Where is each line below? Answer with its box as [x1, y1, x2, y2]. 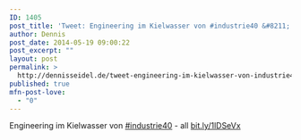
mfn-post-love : [9, 87, 66, 96]
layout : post [9, 54, 58, 63]
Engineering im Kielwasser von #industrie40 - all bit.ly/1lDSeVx [9, 120, 241, 131]
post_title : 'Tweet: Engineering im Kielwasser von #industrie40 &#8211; [9, 21, 291, 30]
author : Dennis [9, 29, 66, 38]
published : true [9, 79, 70, 88]
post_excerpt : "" [9, 46, 74, 55]
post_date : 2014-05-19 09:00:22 [9, 37, 130, 47]
